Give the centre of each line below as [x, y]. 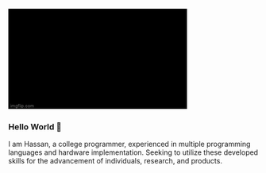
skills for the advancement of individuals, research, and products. [115, 161]
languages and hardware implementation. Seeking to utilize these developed [133, 152]
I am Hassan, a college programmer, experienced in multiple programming [129, 144]
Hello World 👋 [35, 126]
